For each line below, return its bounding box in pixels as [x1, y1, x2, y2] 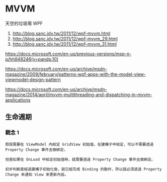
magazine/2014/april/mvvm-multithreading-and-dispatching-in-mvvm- [5, 92, 152, 98]
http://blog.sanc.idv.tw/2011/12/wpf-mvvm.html [12, 30, 111, 36]
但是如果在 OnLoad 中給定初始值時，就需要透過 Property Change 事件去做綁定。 [5, 157, 155, 162]
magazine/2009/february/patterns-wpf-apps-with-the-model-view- [5, 71, 146, 77]
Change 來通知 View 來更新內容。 [5, 172, 69, 177]
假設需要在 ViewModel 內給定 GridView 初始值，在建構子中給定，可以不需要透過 [5, 142, 154, 147]
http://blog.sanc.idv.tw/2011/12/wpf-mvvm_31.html [12, 41, 117, 47]
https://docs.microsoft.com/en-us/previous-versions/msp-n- [5, 51, 132, 57]
